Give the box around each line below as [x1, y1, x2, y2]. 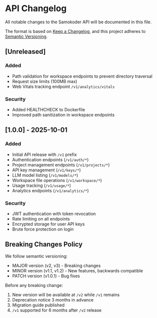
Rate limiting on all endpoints [12, 216, 70, 221]
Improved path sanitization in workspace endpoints [12, 112, 115, 117]
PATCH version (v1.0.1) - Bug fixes [12, 273, 80, 279]
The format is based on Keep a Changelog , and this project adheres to [5, 28, 146, 34]
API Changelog [5, 3, 67, 14]
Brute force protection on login [12, 226, 74, 232]
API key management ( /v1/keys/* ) [12, 167, 81, 173]
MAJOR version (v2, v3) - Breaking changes [12, 263, 101, 268]
